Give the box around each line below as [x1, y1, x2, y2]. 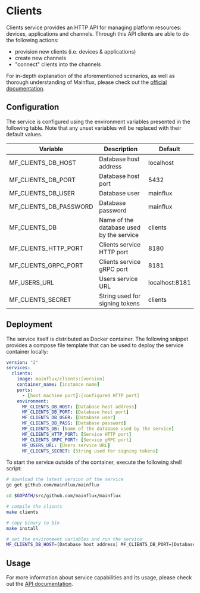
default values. [6, 130, 43, 138]
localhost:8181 [148, 278, 191, 286]
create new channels [14, 54, 67, 61]
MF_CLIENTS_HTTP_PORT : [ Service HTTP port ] [21, 431, 132, 437]
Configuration [6, 102, 60, 113]
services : [6, 365, 31, 371]
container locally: [6, 348, 49, 355]
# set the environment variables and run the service [6, 536, 143, 542]
